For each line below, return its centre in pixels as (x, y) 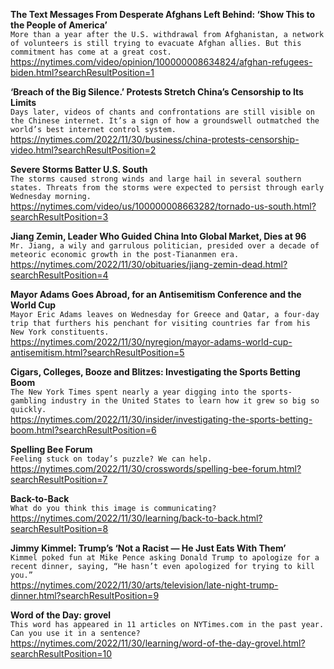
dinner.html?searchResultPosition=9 (85, 595)
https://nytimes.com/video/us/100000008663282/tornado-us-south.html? (163, 206)
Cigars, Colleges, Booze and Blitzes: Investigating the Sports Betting (155, 372)
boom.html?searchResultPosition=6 (83, 430)
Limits (23, 102)
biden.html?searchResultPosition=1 (82, 72)
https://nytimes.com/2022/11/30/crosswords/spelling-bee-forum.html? (156, 468)
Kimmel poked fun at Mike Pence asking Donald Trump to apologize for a (165, 558)
